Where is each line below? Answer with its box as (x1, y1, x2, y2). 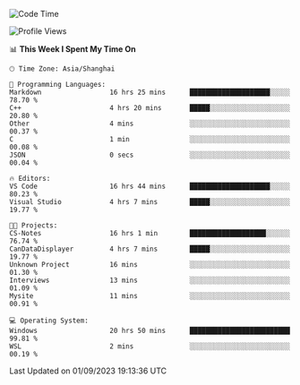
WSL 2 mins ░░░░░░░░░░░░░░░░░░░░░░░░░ (9, 342, 291, 351)
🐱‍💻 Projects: (9, 221, 58, 230)
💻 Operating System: (9, 316, 90, 325)
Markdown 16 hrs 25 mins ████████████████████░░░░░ (9, 88, 291, 97)
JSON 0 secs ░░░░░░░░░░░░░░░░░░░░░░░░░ (9, 150, 291, 159)
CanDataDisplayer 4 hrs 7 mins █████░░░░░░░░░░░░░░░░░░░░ (9, 244, 291, 253)
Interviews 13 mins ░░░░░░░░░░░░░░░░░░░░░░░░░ (9, 276, 291, 285)
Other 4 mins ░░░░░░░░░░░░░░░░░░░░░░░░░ (9, 119, 291, 128)
